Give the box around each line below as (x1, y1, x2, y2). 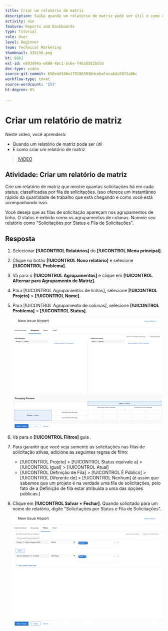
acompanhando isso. (5, 200, 48, 206)
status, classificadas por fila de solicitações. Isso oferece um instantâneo (5, 189, 156, 195)
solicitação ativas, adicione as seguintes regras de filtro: (12, 449, 128, 455)
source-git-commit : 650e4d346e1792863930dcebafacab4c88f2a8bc (5, 72, 137, 77)
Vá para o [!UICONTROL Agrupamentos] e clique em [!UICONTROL (12, 273, 153, 279)
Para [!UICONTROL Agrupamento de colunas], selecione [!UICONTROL (12, 303, 159, 309)
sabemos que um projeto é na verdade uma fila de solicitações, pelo (19, 480, 161, 486)
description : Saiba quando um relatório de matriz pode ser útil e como (5, 13, 160, 19)
